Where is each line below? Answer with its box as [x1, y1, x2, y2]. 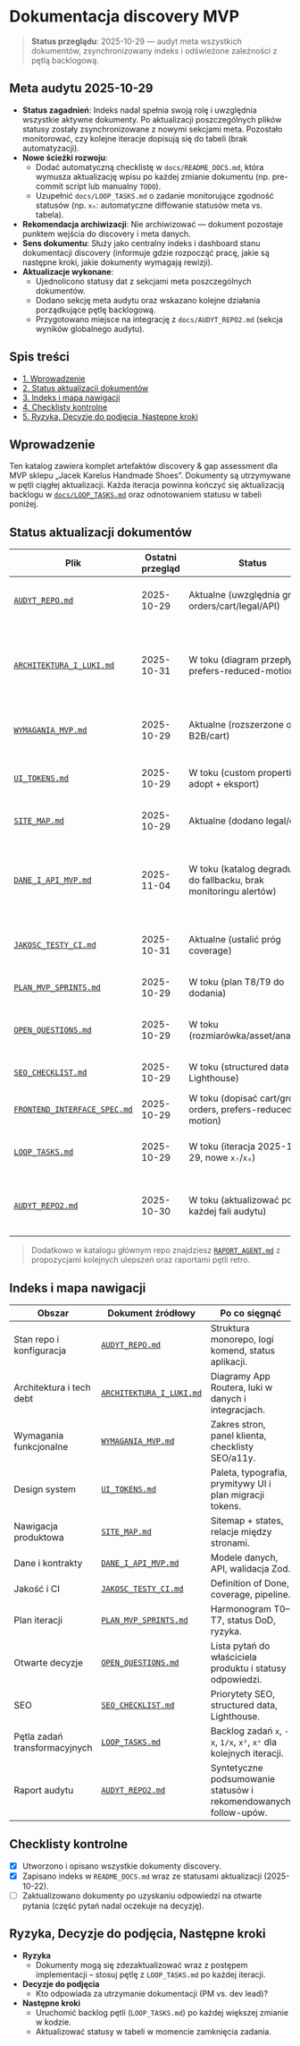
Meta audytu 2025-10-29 [9, 81, 154, 96]
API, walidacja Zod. [210, 1563, 291, 1574]
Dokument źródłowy [107, 1307, 196, 1319]
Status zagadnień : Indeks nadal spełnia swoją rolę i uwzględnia [21, 105, 257, 115]
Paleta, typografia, [210, 1466, 287, 1479]
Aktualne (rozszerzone [188, 719, 284, 731]
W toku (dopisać [188, 1092, 258, 1104]
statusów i [210, 1784, 254, 1796]
